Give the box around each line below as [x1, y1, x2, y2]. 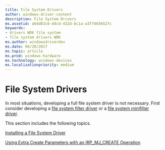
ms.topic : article [5, 49, 43, 53]
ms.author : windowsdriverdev [5, 40, 65, 45]
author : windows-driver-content [5, 12, 72, 17]
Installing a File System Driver [5, 130, 66, 136]
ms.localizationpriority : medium [5, 62, 74, 67]
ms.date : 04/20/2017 [5, 44, 48, 49]
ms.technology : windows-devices [5, 58, 72, 63]
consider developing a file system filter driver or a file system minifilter [5, 105, 150, 111]
